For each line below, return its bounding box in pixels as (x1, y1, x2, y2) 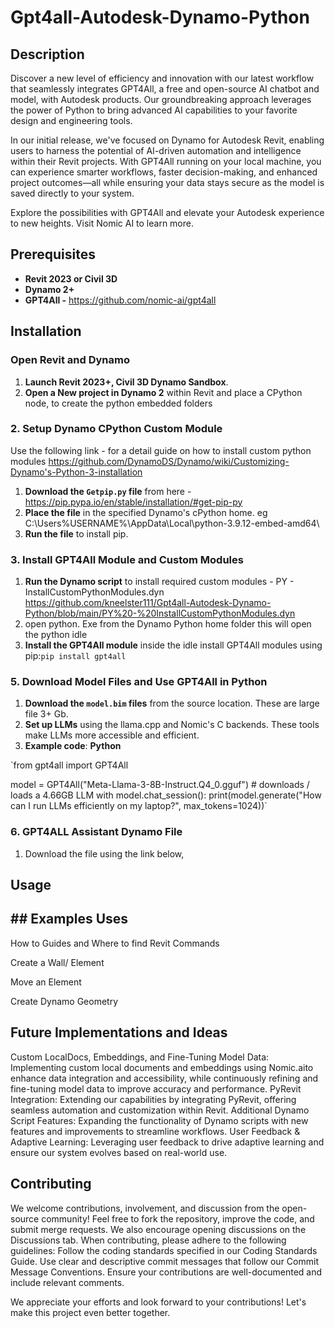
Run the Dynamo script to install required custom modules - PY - (24, 576, 295, 588)
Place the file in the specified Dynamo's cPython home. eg (24, 506, 268, 518)
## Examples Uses (10, 911, 129, 928)
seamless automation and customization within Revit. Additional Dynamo (10, 1104, 310, 1116)
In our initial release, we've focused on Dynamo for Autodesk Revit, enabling (10, 134, 325, 146)
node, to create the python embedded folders (24, 397, 213, 409)
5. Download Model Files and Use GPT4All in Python (10, 675, 268, 689)
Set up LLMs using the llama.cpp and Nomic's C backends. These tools (24, 719, 320, 731)
